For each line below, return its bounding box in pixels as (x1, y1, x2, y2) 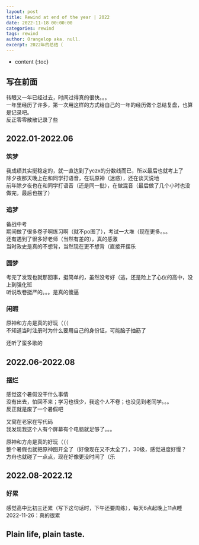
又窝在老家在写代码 (6, 418, 53, 425)
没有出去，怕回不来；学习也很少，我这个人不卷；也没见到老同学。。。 (6, 398, 172, 405)
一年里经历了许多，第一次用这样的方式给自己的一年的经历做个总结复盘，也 (6, 101, 188, 108)
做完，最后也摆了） (6, 190, 53, 197)
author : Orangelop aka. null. (6, 36, 81, 42)
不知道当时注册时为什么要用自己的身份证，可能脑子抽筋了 (6, 327, 146, 334)
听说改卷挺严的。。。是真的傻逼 (6, 288, 79, 295)
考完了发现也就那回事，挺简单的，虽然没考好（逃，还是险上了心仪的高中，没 (6, 273, 193, 281)
